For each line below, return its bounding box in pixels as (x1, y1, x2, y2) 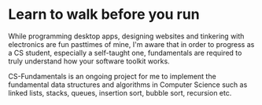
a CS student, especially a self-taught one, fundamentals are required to (8, 48, 242, 57)
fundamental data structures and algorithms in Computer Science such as (8, 80, 248, 89)
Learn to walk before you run (8, 5, 200, 24)
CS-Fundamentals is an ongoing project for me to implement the (8, 71, 216, 81)
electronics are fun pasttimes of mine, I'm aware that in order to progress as (8, 39, 255, 49)
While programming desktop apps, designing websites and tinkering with (8, 31, 245, 41)
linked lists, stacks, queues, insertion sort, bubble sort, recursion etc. (8, 88, 232, 97)
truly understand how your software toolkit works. (8, 56, 171, 66)
